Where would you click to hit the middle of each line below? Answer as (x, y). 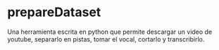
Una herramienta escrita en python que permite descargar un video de (110, 32)
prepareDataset (54, 12)
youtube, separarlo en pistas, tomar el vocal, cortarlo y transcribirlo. (106, 39)
